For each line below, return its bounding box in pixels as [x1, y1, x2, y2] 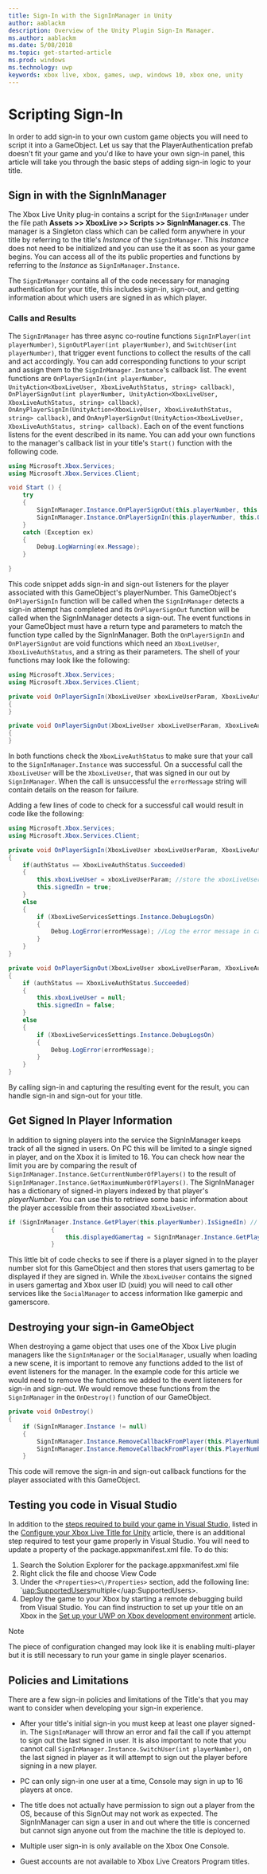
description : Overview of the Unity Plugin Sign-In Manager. [8, 26, 215, 34]
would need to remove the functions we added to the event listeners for [8, 1376, 242, 1385]
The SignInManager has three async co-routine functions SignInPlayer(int [8, 331, 252, 340]
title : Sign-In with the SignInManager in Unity [8, 11, 172, 20]
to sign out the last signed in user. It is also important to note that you [19, 1735, 246, 1745]
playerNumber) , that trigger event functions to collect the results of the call [8, 348, 251, 357]
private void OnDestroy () [8, 1408, 94, 1416]
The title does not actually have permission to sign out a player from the [19, 1800, 256, 1809]
